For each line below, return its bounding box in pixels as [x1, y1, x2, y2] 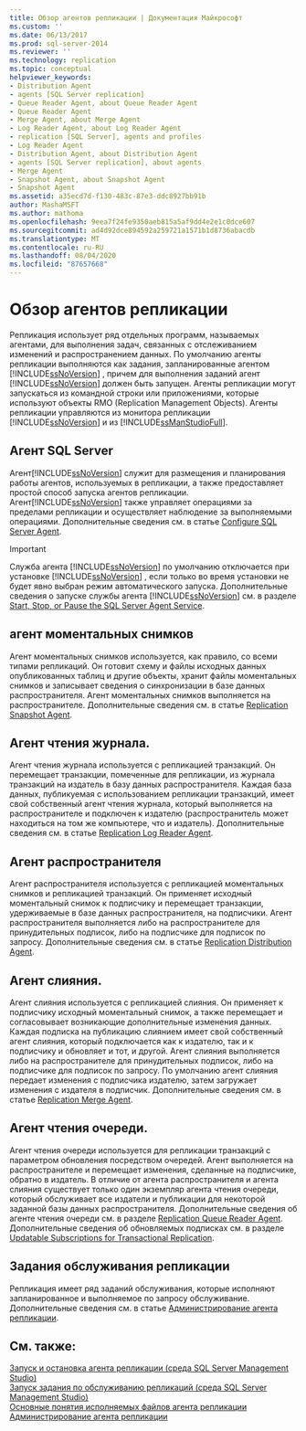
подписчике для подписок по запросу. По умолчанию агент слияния [9, 1065, 279, 1076]
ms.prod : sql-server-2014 [9, 38, 108, 48]
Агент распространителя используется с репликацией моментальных [9, 878, 284, 889]
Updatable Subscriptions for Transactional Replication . [9, 1232, 215, 1243]
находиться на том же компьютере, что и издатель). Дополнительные [9, 818, 285, 829]
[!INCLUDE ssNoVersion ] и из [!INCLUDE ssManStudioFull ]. [9, 417, 228, 428]
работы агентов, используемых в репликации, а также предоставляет [9, 477, 284, 488]
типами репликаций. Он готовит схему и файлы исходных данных [9, 660, 267, 672]
